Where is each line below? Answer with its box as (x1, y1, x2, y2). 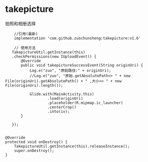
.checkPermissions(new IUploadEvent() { (11, 54, 97, 59)
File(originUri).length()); (5, 83, 64, 88)
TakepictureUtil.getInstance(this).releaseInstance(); (14, 144, 130, 149)
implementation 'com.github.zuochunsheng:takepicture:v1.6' (14, 36, 141, 41)
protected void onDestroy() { (5, 139, 68, 145)
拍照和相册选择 (5, 20, 36, 26)
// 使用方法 (14, 45, 36, 50)
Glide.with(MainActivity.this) (29, 91, 94, 96)
